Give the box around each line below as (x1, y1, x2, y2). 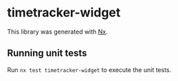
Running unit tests (7, 47, 87, 59)
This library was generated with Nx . (7, 27, 108, 36)
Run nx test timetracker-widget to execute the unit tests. (7, 65, 172, 73)
